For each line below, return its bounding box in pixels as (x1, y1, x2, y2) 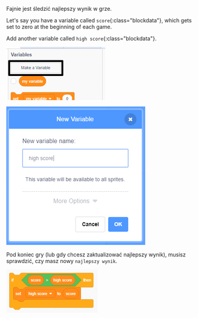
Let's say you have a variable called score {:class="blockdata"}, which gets (6, 17, 192, 24)
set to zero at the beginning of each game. (6, 24, 112, 30)
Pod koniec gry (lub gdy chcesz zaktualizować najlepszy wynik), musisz (6, 251, 186, 258)
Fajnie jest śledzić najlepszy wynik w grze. (6, 5, 112, 12)
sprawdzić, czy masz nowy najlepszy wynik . (6, 258, 118, 264)
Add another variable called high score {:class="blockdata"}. (6, 35, 157, 42)
